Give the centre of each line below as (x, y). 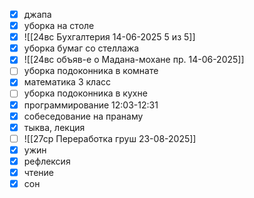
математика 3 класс (67, 82)
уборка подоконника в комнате (91, 71)
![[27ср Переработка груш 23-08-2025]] (110, 138)
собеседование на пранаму (83, 116)
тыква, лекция (54, 127)
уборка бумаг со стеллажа (81, 48)
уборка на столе (59, 26)
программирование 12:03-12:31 (91, 105)
